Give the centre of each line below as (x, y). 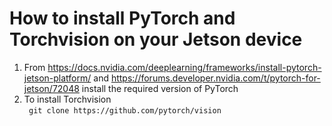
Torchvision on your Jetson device (156, 39)
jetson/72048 (51, 88)
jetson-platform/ (57, 78)
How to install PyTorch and (122, 18)
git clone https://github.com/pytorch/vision (125, 110)
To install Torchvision (67, 99)
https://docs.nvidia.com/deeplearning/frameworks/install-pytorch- (184, 67)
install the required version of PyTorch (160, 88)
